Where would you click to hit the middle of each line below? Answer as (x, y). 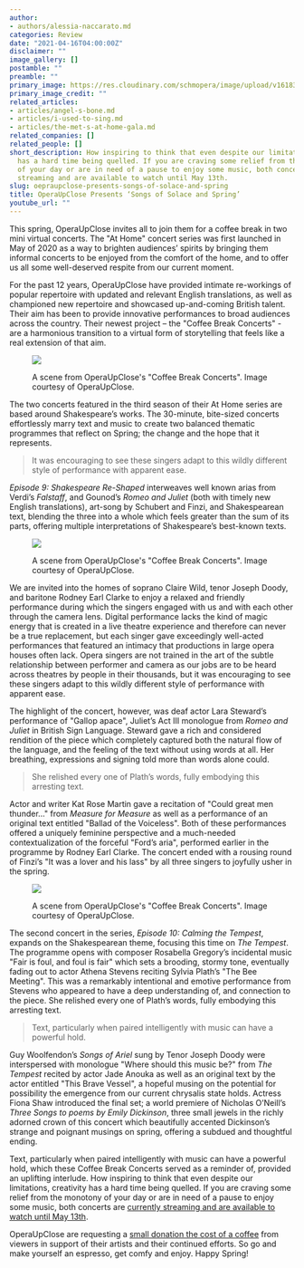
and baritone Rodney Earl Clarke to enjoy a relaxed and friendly (128, 597)
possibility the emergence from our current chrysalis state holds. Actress (146, 1093)
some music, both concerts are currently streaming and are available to (142, 1206)
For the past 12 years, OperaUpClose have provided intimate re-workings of (151, 284)
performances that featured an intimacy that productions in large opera (142, 645)
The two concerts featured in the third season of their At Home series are (146, 404)
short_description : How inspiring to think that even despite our (137, 152)
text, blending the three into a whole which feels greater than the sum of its (149, 516)
